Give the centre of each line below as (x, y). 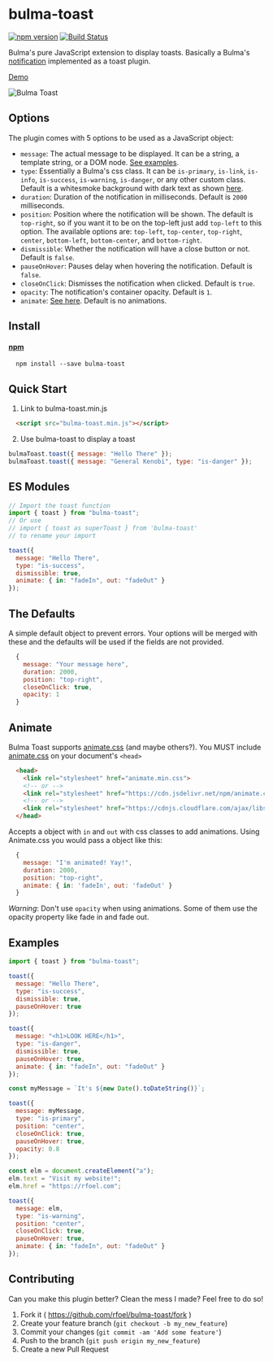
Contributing (41, 1279)
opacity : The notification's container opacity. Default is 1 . (116, 292)
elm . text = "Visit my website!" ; (65, 1179)
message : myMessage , (50, 1111)
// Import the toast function (60, 505)
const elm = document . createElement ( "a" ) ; (81, 1171)
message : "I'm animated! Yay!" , (78, 862)
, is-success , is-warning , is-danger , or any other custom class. (141, 179)
